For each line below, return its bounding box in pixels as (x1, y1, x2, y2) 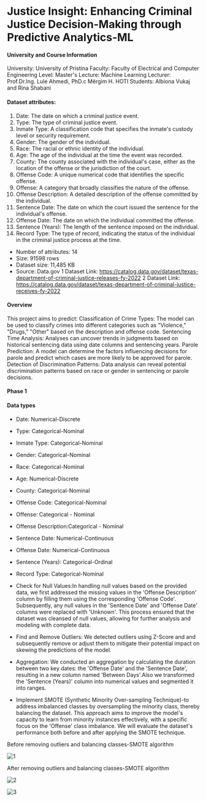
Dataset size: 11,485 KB (15, 261, 75, 268)
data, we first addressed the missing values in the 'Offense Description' (15, 588, 197, 596)
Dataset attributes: (7, 98, 56, 106)
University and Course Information (7, 51, 97, 58)
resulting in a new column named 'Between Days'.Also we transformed (15, 671, 195, 678)
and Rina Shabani (7, 84, 51, 92)
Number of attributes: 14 (15, 248, 78, 256)
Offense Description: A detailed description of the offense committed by (15, 190, 199, 198)
